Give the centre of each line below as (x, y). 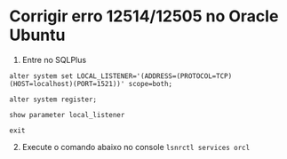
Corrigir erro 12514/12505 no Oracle (144, 16)
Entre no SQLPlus (54, 60)
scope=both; (151, 83)
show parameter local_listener (67, 115)
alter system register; (53, 99)
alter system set (41, 76)
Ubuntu (37, 35)
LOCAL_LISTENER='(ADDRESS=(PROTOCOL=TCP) (155, 76)
